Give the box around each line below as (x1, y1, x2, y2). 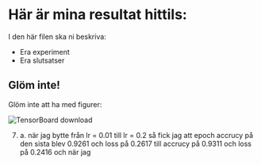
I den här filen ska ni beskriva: (8, 32, 107, 41)
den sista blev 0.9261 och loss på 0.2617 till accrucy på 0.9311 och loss (19, 139, 252, 148)
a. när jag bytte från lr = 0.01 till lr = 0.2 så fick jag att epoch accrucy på (19, 130, 254, 140)
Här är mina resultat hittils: (8, 6, 188, 24)
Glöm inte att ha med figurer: (8, 99, 102, 109)
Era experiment (19, 47, 70, 56)
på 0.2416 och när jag (19, 147, 91, 156)
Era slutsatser (19, 56, 65, 65)
